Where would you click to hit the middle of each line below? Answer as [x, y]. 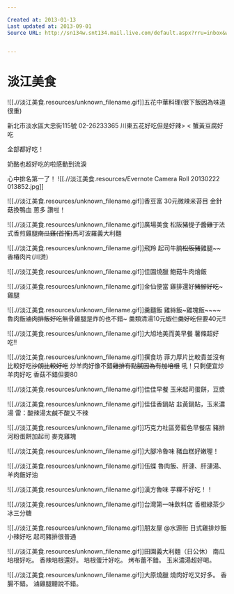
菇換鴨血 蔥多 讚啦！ [37, 210]
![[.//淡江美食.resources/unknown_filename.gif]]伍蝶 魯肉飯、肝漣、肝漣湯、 [116, 466]
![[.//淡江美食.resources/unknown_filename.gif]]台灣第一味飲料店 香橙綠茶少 [116, 504]
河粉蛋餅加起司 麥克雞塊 [42, 436]
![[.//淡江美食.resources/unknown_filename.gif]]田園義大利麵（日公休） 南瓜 [116, 551]
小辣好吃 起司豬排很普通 [42, 537]
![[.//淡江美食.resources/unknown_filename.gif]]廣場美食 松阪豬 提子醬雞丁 [113, 224]
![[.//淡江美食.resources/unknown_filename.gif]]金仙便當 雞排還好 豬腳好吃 [113, 287]
